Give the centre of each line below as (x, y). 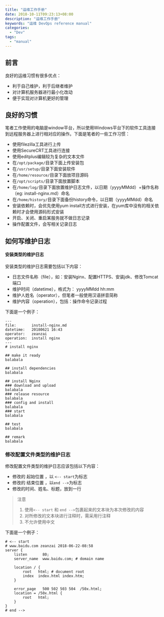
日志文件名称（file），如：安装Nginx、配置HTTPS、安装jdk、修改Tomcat (85, 277)
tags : (11, 37)
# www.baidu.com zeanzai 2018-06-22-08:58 (49, 546)
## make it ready (23, 355)
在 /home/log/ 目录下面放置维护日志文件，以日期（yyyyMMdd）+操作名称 (85, 188)
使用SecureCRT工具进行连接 (41, 151)
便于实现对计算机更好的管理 (40, 98)
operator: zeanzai (26, 334)
